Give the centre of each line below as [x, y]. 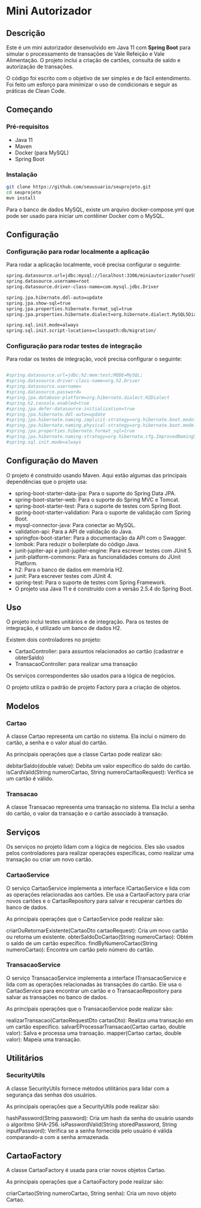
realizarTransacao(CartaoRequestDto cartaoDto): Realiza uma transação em [100, 1020]
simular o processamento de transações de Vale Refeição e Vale [86, 54]
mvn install [21, 198]
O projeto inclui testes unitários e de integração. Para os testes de [87, 622]
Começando [30, 110]
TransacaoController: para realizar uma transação [76, 664]
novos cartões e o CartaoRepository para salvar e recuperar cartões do [94, 901]
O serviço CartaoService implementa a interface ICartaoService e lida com [98, 888]
